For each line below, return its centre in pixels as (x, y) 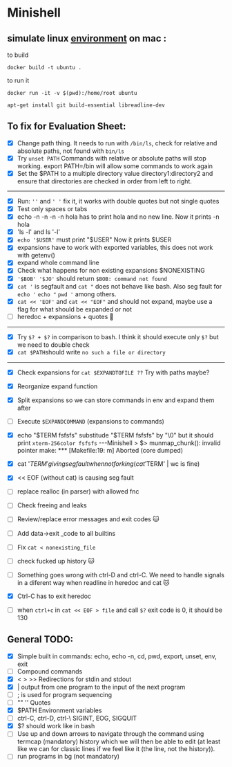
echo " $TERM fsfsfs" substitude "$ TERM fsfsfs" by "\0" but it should (115, 435)
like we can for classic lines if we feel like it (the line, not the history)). (116, 749)
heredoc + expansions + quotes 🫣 (65, 316)
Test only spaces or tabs (52, 209)
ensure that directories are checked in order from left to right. (104, 181)
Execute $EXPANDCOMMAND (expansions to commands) (90, 422)
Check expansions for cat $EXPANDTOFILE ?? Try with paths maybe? (113, 372)
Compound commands (50, 671)
